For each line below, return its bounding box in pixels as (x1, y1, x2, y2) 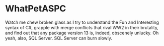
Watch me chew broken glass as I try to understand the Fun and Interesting (5, 19, 159, 25)
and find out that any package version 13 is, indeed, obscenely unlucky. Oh (5, 30, 159, 36)
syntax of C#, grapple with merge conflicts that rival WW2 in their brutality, (5, 24, 159, 30)
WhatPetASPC (5, 3, 66, 14)
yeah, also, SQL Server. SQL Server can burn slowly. (5, 35, 113, 41)
